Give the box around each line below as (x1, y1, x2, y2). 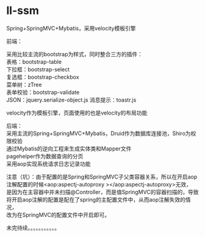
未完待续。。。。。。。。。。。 (6, 224, 60, 232)
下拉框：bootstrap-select (6, 65, 70, 73)
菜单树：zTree (6, 80, 42, 88)
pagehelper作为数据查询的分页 (6, 152, 84, 160)
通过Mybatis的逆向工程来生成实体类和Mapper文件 (6, 144, 132, 152)
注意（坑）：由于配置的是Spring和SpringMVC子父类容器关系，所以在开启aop (6, 173, 198, 180)
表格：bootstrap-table (6, 58, 62, 65)
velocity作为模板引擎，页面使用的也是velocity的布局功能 (6, 109, 148, 116)
